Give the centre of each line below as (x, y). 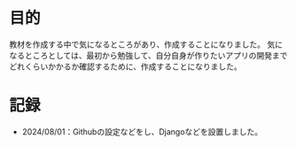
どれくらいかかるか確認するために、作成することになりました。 (125, 66)
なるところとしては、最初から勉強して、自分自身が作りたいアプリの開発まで (148, 55)
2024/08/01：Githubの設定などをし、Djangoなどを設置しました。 (142, 131)
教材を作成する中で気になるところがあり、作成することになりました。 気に (146, 44)
